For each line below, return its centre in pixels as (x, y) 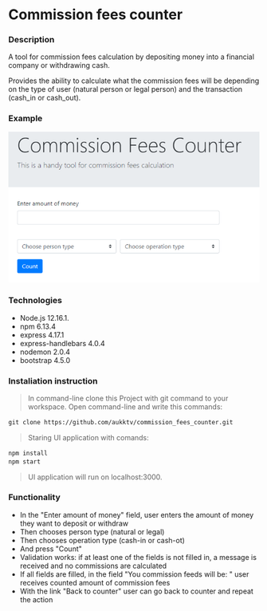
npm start (25, 461)
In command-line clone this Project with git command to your (128, 398)
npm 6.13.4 (37, 326)
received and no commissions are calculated (93, 566)
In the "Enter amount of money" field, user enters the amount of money (137, 514)
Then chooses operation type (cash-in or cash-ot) (102, 540)
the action (36, 599)
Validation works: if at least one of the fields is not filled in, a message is (138, 557)
